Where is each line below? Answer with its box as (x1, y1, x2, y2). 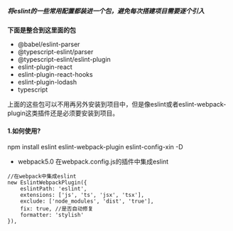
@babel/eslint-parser (17, 40, 80, 48)
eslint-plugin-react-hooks (17, 70, 94, 78)
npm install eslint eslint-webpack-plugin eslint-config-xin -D (7, 143, 183, 151)
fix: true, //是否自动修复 (20, 205, 94, 213)
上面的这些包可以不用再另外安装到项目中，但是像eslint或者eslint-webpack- (7, 100, 227, 108)
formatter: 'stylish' (20, 212, 84, 219)
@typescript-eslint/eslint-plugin (17, 55, 112, 63)
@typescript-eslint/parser (17, 47, 94, 56)
